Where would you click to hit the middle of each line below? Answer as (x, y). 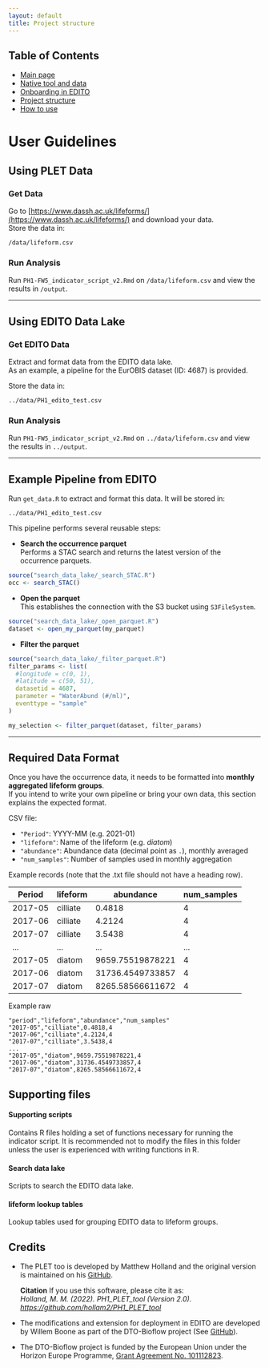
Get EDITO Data (39, 344)
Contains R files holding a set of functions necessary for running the (121, 1133)
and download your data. (173, 220)
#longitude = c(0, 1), (53, 674)
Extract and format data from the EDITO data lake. (91, 362)
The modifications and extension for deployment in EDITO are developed (140, 1323)
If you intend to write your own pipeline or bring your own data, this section (132, 794)
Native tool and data (53, 83)
